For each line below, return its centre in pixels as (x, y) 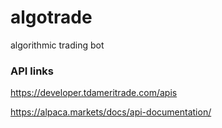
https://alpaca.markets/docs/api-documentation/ (111, 112)
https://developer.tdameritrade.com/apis (94, 93)
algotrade (51, 17)
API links (32, 71)
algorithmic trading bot (57, 45)
